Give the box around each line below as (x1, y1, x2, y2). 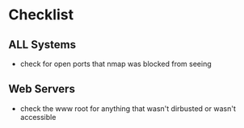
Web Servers (8, 82, 75, 96)
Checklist (8, 6, 74, 24)
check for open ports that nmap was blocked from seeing (19, 59, 212, 68)
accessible (19, 112, 57, 122)
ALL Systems (8, 38, 77, 52)
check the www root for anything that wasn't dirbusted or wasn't (19, 103, 236, 114)
